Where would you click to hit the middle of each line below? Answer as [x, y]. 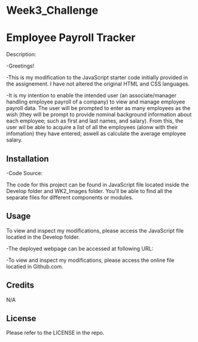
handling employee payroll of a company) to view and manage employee [96, 102]
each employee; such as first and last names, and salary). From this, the [95, 121]
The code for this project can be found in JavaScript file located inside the [98, 184]
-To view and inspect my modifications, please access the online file [90, 260]
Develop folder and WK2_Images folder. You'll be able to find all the [89, 191]
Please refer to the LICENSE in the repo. [55, 333]
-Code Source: [25, 173]
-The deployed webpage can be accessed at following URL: [80, 248]
